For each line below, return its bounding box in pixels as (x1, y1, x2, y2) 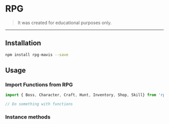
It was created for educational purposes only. (17, 20, 112, 26)
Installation (5, 39, 41, 48)
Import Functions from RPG (5, 81, 73, 88)
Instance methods (5, 113, 51, 120)
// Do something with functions (5, 101, 73, 107)
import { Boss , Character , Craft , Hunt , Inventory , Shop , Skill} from (5, 92, 156, 98)
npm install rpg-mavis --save (5, 52, 69, 57)
